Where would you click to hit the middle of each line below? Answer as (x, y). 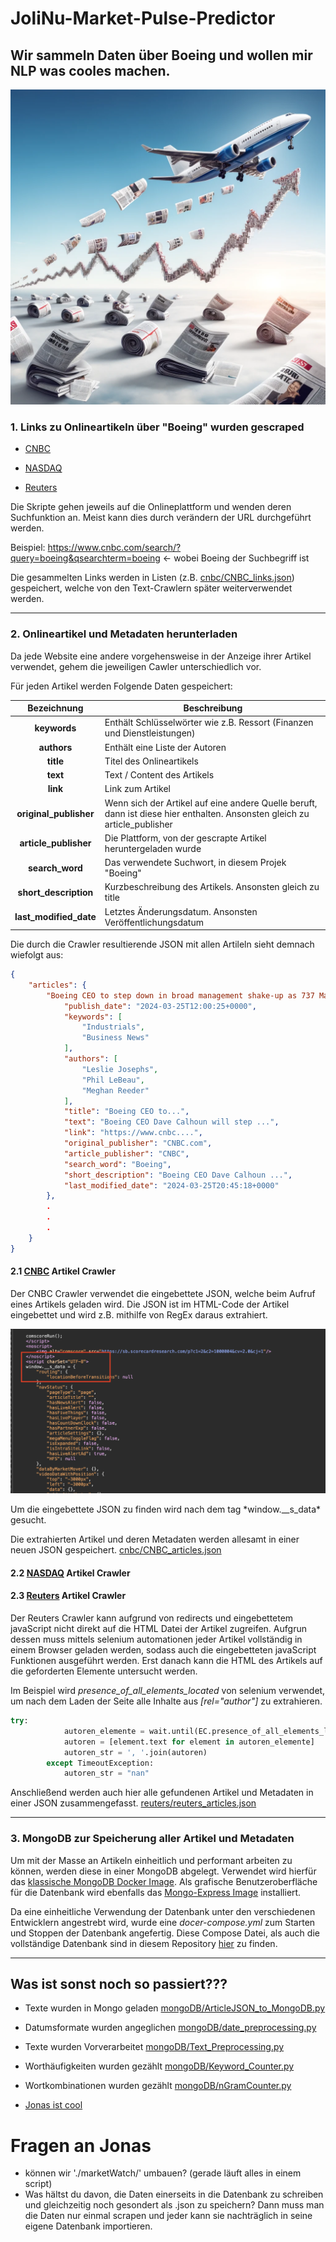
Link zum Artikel (137, 789)
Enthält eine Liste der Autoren (165, 747)
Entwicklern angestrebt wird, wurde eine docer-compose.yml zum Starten (163, 1922)
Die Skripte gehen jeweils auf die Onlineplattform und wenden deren (151, 507)
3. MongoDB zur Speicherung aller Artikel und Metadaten (152, 1839)
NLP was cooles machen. (90, 70)
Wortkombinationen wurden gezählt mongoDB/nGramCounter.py (158, 2086)
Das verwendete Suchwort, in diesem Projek (195, 863)
